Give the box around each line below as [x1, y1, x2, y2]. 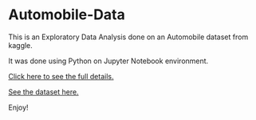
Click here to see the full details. [8, 71, 114, 81]
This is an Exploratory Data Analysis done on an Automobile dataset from [8, 32, 249, 42]
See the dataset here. [8, 86, 79, 97]
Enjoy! [8, 102, 30, 112]
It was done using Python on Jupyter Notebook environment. [8, 56, 209, 66]
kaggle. [8, 40, 33, 50]
